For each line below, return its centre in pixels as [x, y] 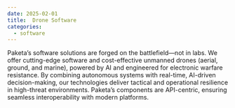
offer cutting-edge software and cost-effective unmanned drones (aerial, [113, 61]
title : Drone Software [42, 20]
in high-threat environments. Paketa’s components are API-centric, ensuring [117, 90]
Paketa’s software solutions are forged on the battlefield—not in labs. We [112, 53]
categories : [25, 26]
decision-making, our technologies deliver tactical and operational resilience [118, 83]
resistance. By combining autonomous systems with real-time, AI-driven [112, 75]
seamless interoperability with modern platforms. [78, 98]
